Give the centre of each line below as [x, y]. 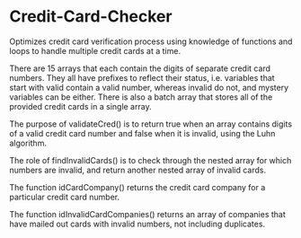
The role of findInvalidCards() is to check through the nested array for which [150, 160]
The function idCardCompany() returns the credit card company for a [137, 187]
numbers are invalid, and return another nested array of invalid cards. [138, 170]
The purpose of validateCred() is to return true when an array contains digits [151, 124]
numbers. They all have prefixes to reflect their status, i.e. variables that [142, 77]
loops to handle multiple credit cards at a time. [95, 50]
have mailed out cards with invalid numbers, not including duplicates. [137, 224]
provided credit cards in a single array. [80, 106]
